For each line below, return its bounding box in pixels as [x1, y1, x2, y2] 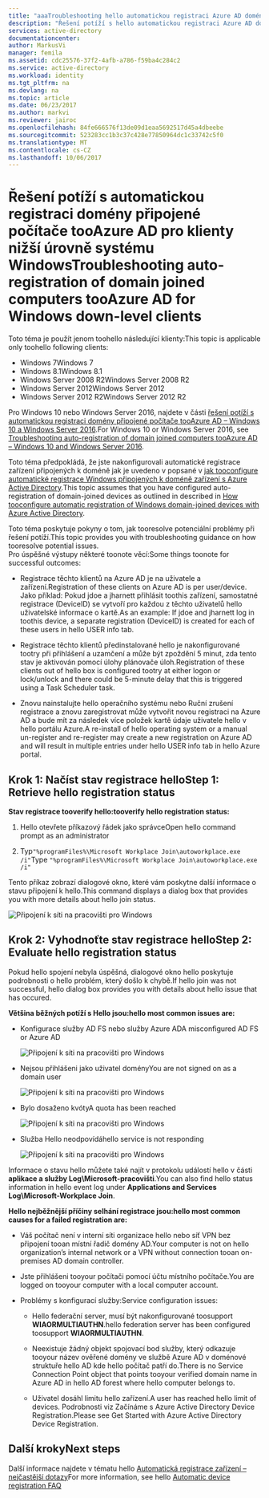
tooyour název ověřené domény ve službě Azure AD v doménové [31, 1352, 247, 1362]
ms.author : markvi [8, 109, 70, 117]
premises [19, 1256, 51, 1265]
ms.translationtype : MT [8, 138, 88, 147]
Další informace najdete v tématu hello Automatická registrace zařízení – [8, 1463, 247, 1473]
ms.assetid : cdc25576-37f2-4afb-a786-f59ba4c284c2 [8, 57, 181, 65]
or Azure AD [19, 1032, 61, 1041]
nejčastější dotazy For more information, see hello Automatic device [8, 1472, 231, 1481]
